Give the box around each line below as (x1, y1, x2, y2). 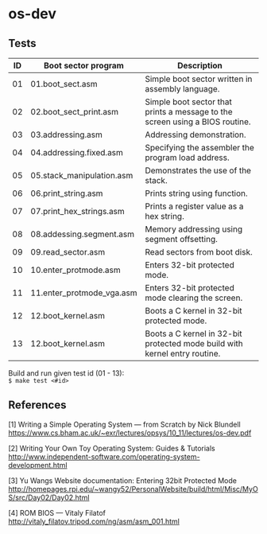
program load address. (145, 152, 230, 163)
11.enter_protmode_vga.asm (30, 287, 137, 298)
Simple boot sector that (145, 96, 233, 107)
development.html (8, 460, 68, 470)
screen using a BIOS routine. (145, 116, 252, 127)
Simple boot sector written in (145, 73, 253, 84)
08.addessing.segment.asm (30, 228, 135, 240)
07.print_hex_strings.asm (30, 206, 125, 216)
